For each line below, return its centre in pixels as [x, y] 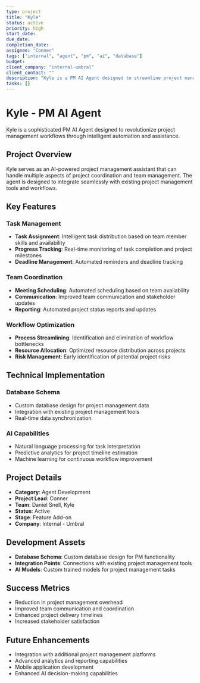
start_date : [21, 34]
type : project [24, 12]
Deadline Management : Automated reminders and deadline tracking [99, 262]
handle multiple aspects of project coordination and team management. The [99, 175]
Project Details [34, 478]
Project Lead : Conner [41, 498]
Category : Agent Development [52, 492]
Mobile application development [54, 667]
